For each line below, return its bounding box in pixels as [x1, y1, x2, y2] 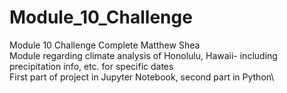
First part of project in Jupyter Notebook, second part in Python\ [9, 71, 275, 83]
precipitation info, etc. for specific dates [9, 60, 174, 72]
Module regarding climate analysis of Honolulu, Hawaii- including [9, 49, 278, 61]
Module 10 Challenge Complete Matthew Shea [9, 39, 201, 51]
